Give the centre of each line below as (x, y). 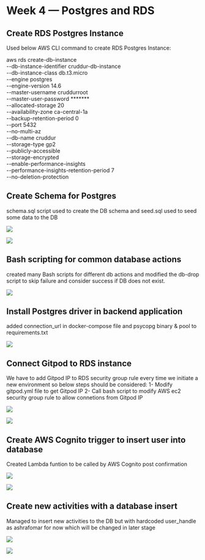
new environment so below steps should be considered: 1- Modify (90, 385)
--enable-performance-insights (46, 164)
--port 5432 (21, 125)
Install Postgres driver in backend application (95, 312)
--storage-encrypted (33, 157)
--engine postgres (29, 79)
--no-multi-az (24, 131)
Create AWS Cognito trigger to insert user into (96, 440)
